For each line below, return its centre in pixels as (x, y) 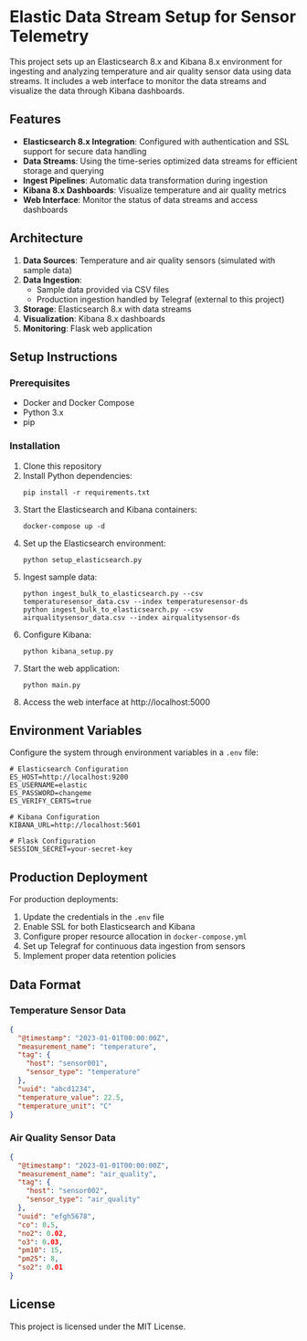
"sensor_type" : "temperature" (84, 1072)
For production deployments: (64, 899)
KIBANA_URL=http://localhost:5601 (75, 825)
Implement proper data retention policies (99, 956)
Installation (35, 446)
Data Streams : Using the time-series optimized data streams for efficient (160, 161)
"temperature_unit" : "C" (65, 1106)
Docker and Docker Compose (79, 403)
